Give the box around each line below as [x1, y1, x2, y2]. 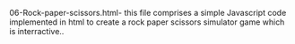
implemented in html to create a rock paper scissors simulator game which [9, 17, 285, 27]
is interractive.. [9, 26, 65, 36]
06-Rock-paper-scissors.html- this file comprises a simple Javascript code [9, 8, 287, 18]
